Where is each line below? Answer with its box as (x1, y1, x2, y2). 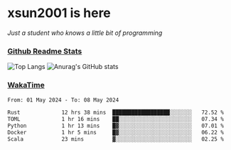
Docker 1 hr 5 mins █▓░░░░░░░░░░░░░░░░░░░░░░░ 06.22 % (7, 129, 224, 136)
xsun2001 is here (7, 5, 112, 21)
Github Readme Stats (7, 46, 82, 56)
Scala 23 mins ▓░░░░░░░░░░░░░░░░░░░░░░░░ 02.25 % (7, 135, 224, 143)
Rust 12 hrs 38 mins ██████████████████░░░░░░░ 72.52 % (7, 109, 224, 117)
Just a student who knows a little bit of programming (7, 28, 163, 37)
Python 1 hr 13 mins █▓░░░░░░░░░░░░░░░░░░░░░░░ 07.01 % (7, 122, 224, 129)
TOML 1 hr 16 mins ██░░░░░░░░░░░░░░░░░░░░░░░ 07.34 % (7, 116, 224, 123)
